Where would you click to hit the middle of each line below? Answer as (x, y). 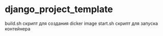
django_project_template (59, 9)
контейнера (18, 28)
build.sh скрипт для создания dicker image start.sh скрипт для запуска (81, 23)
